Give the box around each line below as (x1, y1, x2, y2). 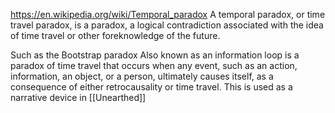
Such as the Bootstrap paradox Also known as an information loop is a (10, 49, 300, 61)
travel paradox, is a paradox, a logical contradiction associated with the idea (10, 19, 324, 31)
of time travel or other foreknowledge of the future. (10, 30, 221, 41)
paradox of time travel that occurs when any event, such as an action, (10, 60, 298, 71)
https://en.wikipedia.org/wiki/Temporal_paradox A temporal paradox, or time (10, 9, 326, 20)
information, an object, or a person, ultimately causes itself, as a (10, 70, 274, 82)
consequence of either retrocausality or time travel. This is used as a (10, 81, 293, 93)
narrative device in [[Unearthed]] (10, 92, 147, 103)
